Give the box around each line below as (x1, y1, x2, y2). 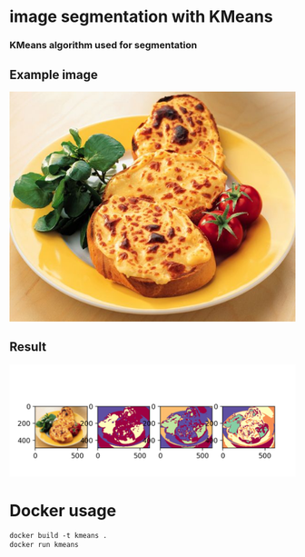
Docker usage (9, 500, 116, 521)
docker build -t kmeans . (9, 532, 107, 541)
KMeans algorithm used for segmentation (9, 39, 198, 52)
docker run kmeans (9, 541, 79, 550)
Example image (9, 66, 98, 83)
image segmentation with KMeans (9, 6, 274, 27)
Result (9, 339, 47, 355)
